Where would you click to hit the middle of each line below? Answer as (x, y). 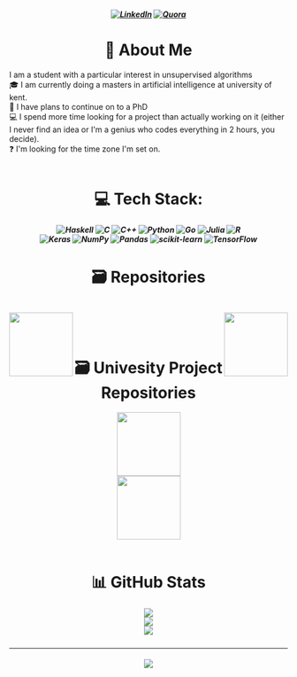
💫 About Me (148, 50)
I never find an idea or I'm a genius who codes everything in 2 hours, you (142, 129)
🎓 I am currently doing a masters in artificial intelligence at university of (141, 84)
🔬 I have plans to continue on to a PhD (79, 106)
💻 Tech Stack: (148, 199)
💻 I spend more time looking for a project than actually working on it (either (147, 116)
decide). (24, 138)
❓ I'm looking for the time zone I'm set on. (85, 149)
